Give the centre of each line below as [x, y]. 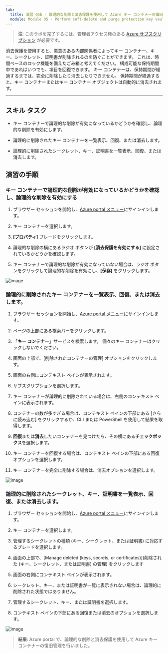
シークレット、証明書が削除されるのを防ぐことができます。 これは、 [84, 57]
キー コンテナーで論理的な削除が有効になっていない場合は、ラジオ [81, 264]
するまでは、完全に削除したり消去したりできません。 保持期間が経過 [80, 76]
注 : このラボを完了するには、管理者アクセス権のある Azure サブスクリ [89, 34]
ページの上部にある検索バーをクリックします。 [61, 331]
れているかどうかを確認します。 [45, 254]
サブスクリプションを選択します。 [48, 386]
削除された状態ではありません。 [46, 591]
